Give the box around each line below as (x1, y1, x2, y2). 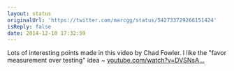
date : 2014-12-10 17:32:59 (7, 29, 86, 37)
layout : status (7, 10, 52, 17)
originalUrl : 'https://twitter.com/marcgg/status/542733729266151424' (7, 17, 217, 24)
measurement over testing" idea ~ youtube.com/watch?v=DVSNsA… (7, 56, 205, 65)
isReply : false (7, 23, 52, 30)
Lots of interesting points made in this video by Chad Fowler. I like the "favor (7, 49, 227, 57)
